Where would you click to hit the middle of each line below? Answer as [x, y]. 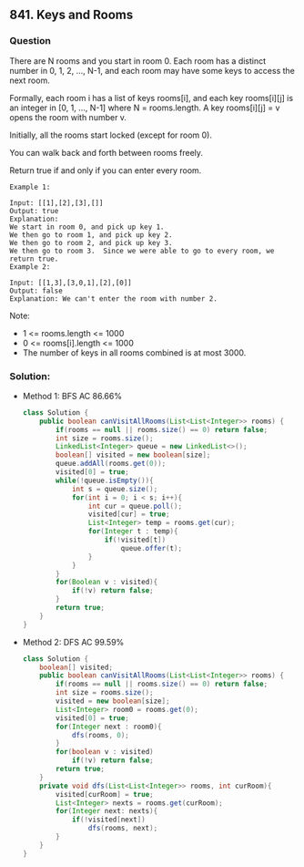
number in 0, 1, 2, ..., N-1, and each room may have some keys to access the [152, 70]
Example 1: [30, 187]
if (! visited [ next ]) [108, 820]
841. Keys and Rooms [71, 15]
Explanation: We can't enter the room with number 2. [114, 299]
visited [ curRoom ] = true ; [105, 794]
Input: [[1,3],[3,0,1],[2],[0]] [71, 283]
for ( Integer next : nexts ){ [107, 811]
